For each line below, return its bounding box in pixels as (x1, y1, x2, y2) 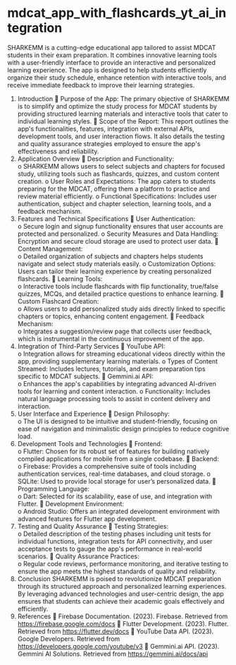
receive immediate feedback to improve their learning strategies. (7, 80, 195, 89)
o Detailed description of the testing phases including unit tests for (17, 529, 211, 538)
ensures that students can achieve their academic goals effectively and (17, 597, 225, 605)
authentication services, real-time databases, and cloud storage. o (17, 469, 211, 478)
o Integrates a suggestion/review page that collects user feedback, (17, 327, 213, 335)
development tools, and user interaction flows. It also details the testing (17, 132, 225, 140)
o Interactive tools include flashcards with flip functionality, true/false (17, 282, 218, 290)
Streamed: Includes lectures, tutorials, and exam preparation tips (17, 364, 206, 373)
